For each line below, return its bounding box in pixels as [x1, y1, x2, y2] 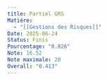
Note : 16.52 [7, 50, 42, 57]
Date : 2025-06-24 [7, 30, 58, 37]
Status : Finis [7, 37, 49, 44]
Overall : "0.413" [7, 63, 58, 70]
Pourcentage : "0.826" [7, 43, 71, 50]
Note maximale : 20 [7, 56, 61, 63]
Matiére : [7, 17, 33, 24]
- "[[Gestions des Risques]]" [13, 23, 102, 30]
